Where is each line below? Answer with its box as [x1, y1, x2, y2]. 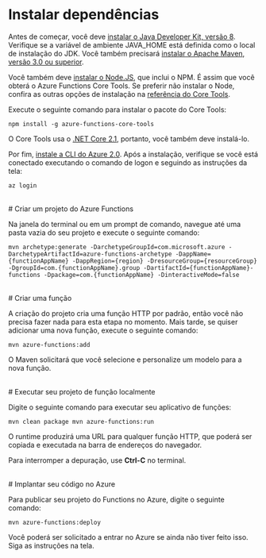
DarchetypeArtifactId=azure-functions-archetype [8, 250, 172, 258]
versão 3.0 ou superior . [8, 57, 85, 67]
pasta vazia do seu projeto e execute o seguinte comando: [8, 228, 200, 237]
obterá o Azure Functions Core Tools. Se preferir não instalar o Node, [8, 81, 235, 90]
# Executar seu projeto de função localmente [8, 387, 156, 396]
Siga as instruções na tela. [8, 541, 94, 550]
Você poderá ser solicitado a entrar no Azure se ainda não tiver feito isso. [8, 532, 249, 541]
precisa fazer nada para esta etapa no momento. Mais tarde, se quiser [8, 317, 238, 326]
